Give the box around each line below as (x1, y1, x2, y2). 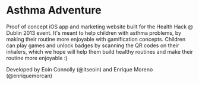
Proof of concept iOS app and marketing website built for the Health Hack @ (6, 23, 194, 30)
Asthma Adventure (6, 4, 102, 17)
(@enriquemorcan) (6, 72, 52, 79)
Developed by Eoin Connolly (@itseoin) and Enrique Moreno (6, 66, 153, 73)
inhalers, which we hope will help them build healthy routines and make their (6, 48, 194, 55)
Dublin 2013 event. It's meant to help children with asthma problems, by (6, 29, 182, 36)
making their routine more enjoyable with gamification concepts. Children (6, 35, 186, 42)
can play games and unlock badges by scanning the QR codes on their (6, 42, 179, 49)
